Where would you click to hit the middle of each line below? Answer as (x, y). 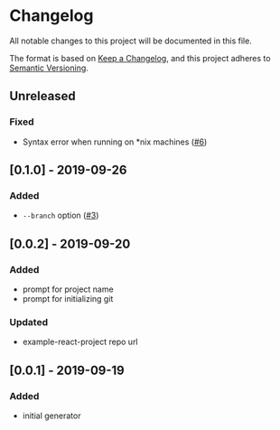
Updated (28, 322)
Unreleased (43, 96)
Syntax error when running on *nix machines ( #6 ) (115, 142)
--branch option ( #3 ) (61, 215)
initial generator (51, 416)
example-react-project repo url (80, 342)
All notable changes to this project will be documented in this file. (131, 41)
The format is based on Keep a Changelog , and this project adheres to (140, 58)
